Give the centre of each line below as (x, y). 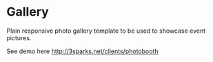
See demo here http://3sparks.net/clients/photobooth (82, 51)
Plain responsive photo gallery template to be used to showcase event (106, 31)
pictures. (19, 37)
